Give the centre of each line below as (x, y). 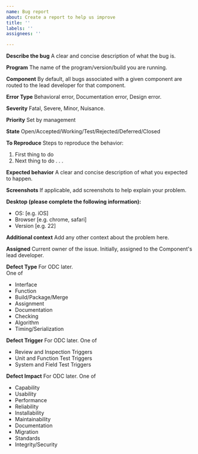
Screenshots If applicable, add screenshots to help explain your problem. (96, 190)
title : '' (18, 23)
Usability (26, 394)
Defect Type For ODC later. (40, 267)
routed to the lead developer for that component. (66, 85)
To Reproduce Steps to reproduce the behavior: (65, 143)
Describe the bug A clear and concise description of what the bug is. (91, 56)
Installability (29, 413)
